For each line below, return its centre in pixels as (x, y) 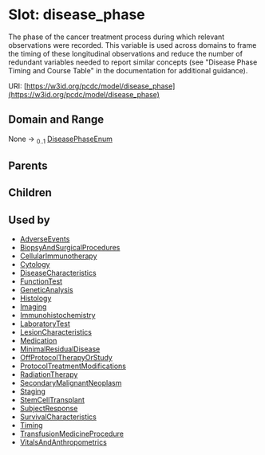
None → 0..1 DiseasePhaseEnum (61, 139)
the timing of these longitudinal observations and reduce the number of (126, 53)
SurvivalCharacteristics (58, 417)
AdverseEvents (45, 239)
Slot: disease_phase (77, 15)
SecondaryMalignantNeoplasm (71, 383)
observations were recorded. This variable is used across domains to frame (132, 45)
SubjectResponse (49, 409)
